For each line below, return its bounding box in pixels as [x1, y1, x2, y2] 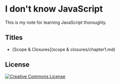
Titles [5, 34, 23, 42]
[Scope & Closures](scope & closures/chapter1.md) [12, 46, 116, 52]
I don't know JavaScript [5, 3, 103, 15]
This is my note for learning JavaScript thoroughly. [5, 19, 107, 25]
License [5, 61, 30, 69]
